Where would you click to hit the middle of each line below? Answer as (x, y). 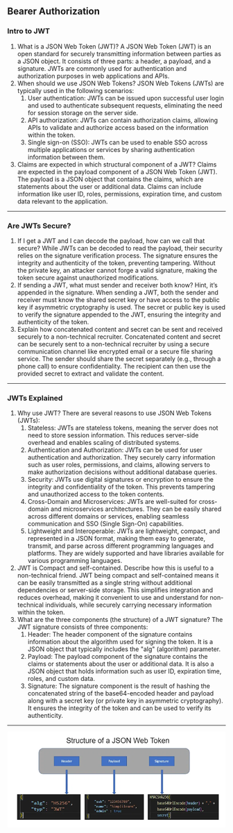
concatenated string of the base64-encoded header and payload (121, 693)
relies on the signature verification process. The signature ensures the (118, 255)
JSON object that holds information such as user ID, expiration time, (124, 671)
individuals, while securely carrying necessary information (128, 605)
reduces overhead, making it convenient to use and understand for (113, 598)
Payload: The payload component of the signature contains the (118, 657)
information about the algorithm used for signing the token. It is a (120, 642)
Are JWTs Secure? (39, 226)
